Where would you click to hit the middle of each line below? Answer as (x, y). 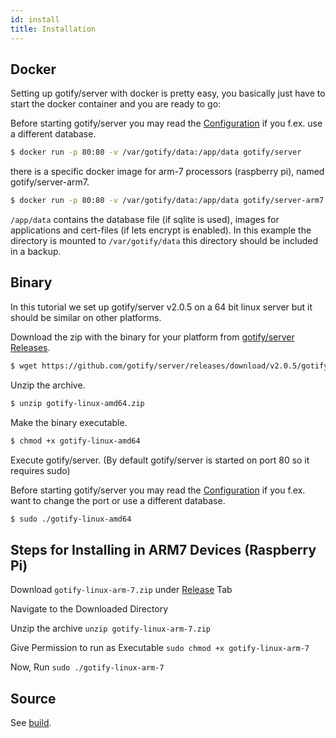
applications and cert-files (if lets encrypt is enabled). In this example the (161, 230)
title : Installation (53, 29)
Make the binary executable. (69, 422)
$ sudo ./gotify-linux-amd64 (71, 519)
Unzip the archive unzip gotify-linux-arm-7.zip (110, 628)
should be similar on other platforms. (86, 317)
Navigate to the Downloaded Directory (89, 609)
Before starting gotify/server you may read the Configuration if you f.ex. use (166, 123)
